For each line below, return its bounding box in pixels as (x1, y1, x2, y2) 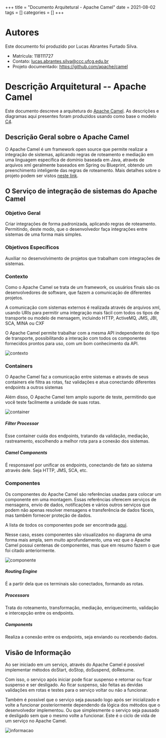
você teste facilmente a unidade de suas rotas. (5, 399, 101, 405)
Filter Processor (5, 420, 39, 426)
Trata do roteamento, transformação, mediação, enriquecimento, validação (5, 605, 159, 611)
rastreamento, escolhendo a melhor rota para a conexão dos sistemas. (5, 438, 150, 444)
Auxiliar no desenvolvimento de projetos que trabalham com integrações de (5, 255, 161, 261)
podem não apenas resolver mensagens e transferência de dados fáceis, (5, 507, 155, 513)
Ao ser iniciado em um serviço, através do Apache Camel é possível (5, 661, 145, 668)
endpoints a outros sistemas (5, 384, 63, 390)
